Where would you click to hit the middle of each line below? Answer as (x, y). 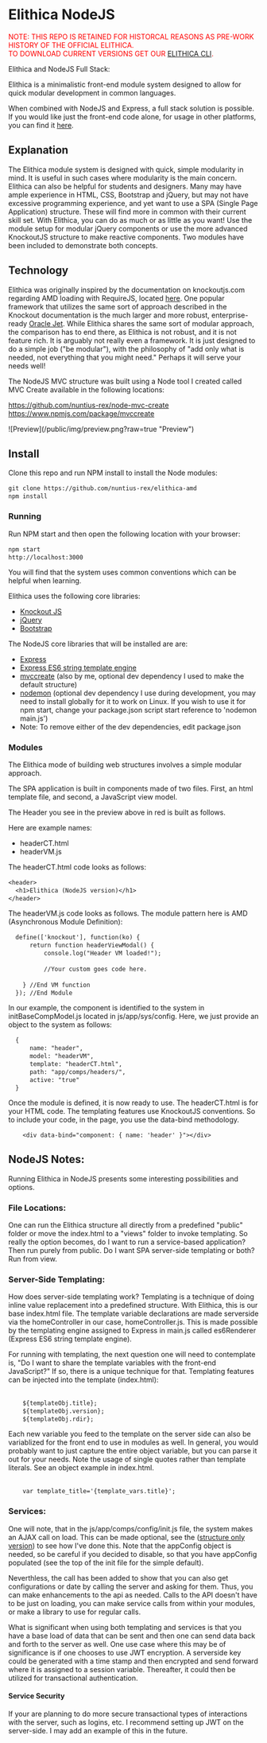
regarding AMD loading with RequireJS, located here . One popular (116, 298)
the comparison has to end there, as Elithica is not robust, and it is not (122, 332)
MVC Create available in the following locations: (87, 389)
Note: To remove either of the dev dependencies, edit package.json (130, 726)
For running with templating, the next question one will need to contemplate (132, 1355)
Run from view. (33, 1259)
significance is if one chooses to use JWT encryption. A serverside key (125, 1652)
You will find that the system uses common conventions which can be (122, 572)
